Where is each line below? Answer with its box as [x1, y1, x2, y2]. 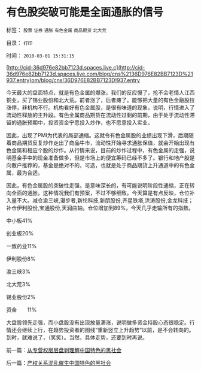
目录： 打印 [6, 39, 33, 46]
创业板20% [6, 229, 34, 237]
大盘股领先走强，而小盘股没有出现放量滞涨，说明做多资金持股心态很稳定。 [6, 319, 190, 326]
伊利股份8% [6, 255, 36, 262]
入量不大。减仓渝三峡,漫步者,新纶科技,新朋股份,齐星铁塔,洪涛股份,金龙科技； [6, 196, 194, 204]
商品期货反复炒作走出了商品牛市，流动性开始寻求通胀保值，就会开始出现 [11, 139, 190, 146]
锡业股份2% [6, 293, 36, 300]
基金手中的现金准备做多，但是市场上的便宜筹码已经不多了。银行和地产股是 [11, 154, 195, 161]
